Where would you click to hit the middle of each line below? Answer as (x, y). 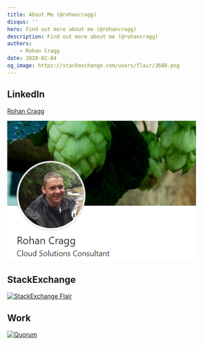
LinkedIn (26, 94)
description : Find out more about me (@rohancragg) (83, 37)
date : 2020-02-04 (32, 59)
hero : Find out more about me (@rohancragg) (72, 29)
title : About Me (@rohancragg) (52, 14)
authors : (20, 44)
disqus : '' (23, 22)
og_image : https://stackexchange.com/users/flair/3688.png (94, 66)
